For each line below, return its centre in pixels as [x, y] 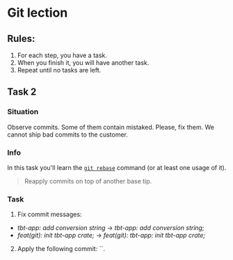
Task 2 [22, 92]
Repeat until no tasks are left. [59, 70]
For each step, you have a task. [62, 55]
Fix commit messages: [49, 215]
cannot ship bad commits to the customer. [68, 135]
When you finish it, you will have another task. [83, 63]
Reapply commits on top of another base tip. [88, 181]
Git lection [38, 13]
